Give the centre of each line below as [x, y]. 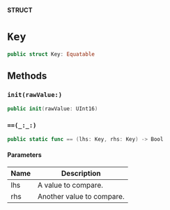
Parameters [24, 155]
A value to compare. [70, 185]
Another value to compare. [81, 196]
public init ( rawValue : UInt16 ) [53, 108]
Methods [27, 76]
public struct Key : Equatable [51, 54]
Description [81, 173]
